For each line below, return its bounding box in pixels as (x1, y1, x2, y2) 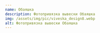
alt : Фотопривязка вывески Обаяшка (5, 20, 78, 26)
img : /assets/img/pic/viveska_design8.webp (5, 16, 96, 21)
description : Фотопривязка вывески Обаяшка (5, 12, 96, 16)
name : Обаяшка (5, 7, 34, 12)
